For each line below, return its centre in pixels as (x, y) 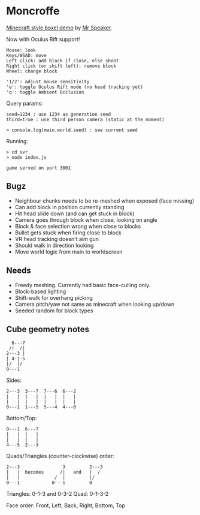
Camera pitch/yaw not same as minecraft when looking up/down (95, 304)
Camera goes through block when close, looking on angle (86, 219)
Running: (17, 141)
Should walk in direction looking (54, 245)
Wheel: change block (32, 71)
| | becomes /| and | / (53, 472)
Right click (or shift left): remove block (61, 66)
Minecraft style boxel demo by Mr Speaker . (59, 28)
